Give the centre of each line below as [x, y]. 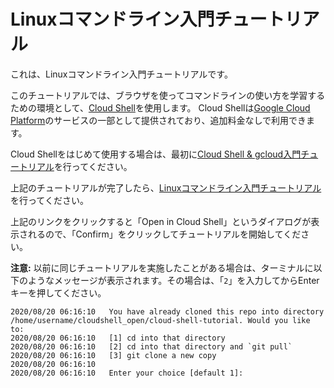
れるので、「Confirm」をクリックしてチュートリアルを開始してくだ [164, 234]
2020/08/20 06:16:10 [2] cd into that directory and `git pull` [151, 346]
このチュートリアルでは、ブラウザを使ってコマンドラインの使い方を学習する [168, 95]
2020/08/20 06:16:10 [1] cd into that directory [118, 338]
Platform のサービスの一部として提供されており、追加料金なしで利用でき [158, 120]
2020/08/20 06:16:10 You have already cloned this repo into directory [167, 311]
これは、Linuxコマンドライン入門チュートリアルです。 [121, 74]
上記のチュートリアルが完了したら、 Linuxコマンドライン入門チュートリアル [166, 187]
